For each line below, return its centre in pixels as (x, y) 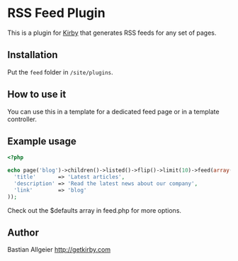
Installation (33, 55)
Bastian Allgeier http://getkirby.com (59, 250)
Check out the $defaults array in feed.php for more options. (95, 210)
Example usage (42, 141)
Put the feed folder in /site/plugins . (60, 72)
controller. (22, 119)
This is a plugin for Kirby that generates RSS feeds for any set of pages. (112, 33)
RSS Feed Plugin (56, 13)
